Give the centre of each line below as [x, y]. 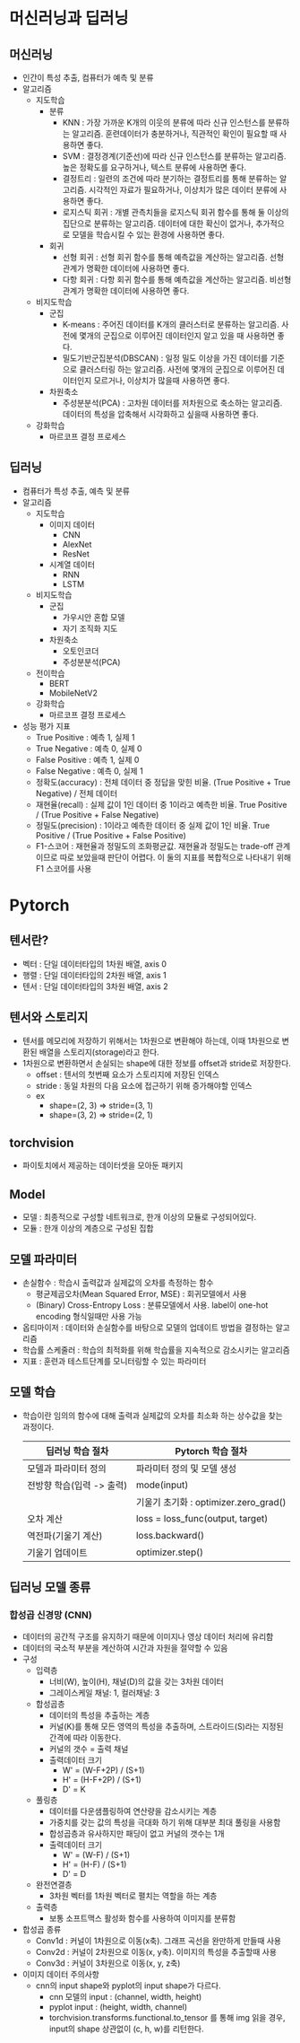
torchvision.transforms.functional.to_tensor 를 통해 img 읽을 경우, [167, 2017]
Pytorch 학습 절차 [211, 1451]
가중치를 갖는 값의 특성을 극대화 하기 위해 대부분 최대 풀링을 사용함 [165, 1822]
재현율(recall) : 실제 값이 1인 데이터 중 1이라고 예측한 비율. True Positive [161, 804]
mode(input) [162, 1485]
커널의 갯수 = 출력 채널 [89, 1749]
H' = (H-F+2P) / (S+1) [102, 1779]
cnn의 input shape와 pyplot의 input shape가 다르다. [128, 1986]
